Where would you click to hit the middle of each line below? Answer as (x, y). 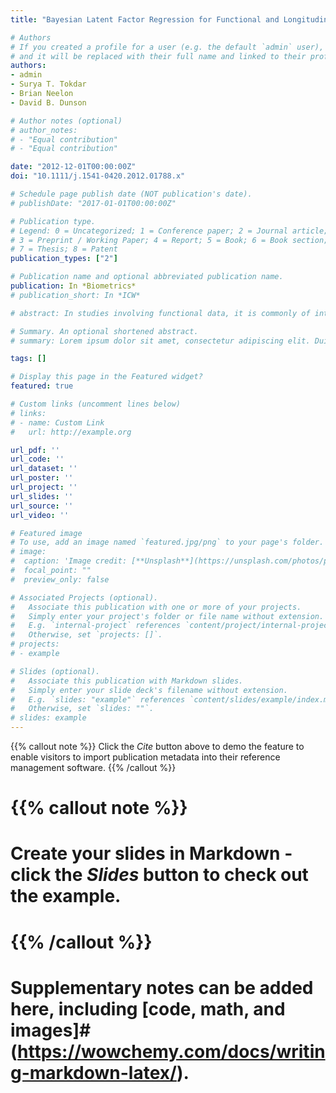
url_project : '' (44, 487)
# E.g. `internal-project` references (96, 626)
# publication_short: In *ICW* (75, 295)
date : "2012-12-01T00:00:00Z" (73, 167)
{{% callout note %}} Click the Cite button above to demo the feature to (157, 746)
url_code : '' (37, 459)
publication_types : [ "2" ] (64, 259)
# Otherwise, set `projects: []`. (86, 635)
